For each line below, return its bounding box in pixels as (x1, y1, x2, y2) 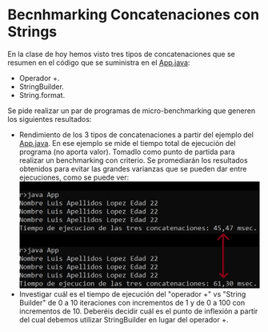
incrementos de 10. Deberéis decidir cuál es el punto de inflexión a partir (18, 306, 258, 316)
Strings (7, 22, 58, 41)
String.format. (18, 90, 66, 99)
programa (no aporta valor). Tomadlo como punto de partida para (18, 147, 235, 156)
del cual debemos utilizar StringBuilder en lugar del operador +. (18, 315, 229, 325)
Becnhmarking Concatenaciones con (7, 6, 260, 24)
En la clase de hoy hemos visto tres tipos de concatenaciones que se (7, 49, 235, 59)
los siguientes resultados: (7, 114, 92, 123)
